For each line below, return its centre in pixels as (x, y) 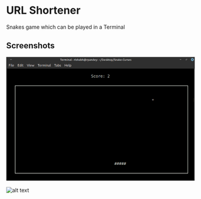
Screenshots (31, 46)
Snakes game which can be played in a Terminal (66, 27)
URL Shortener (43, 10)
